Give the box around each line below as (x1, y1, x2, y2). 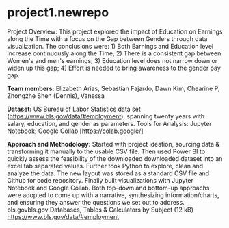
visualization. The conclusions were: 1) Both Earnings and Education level (7, 42, 214, 50)
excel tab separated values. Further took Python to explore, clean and (7, 162, 204, 170)
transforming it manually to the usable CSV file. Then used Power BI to (7, 147, 206, 155)
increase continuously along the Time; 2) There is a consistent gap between (7, 49, 221, 58)
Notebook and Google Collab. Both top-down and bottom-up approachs (7, 183, 210, 192)
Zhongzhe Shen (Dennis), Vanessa (7, 91, 105, 100)
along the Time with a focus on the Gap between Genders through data (7, 34, 208, 42)
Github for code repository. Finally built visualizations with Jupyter (7, 176, 193, 184)
